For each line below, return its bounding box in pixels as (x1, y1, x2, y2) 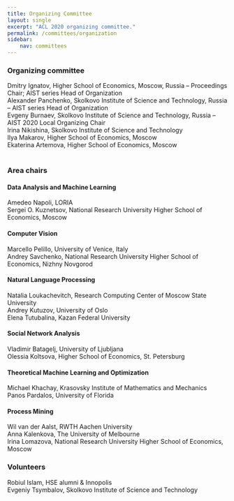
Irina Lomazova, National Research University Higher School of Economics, (7, 438, 224, 446)
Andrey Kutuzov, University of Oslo (7, 306, 108, 314)
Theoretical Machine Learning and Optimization (7, 368, 149, 377)
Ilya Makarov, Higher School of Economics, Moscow (7, 133, 157, 142)
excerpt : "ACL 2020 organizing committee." (7, 23, 136, 30)
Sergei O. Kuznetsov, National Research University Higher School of (7, 206, 203, 214)
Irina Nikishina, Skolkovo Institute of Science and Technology (7, 126, 183, 135)
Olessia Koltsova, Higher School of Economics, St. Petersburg (7, 352, 185, 361)
